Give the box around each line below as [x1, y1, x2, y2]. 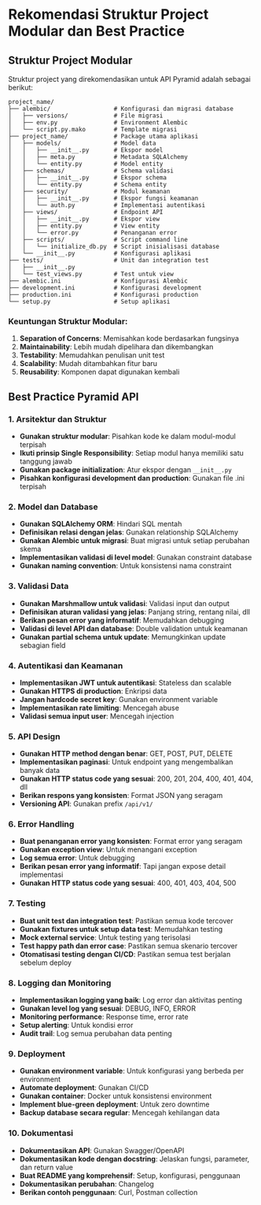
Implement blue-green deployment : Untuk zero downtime [19, 1100, 210, 1109]
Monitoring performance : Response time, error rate [19, 1012, 189, 1022]
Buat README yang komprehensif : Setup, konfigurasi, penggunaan [19, 1170, 241, 1180]
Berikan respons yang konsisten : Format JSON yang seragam [19, 791, 223, 800]
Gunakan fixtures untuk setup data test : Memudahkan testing [19, 924, 223, 933]
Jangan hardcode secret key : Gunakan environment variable [19, 694, 219, 704]
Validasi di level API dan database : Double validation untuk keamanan [19, 623, 248, 633]
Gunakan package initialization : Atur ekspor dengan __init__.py [19, 464, 232, 474]
